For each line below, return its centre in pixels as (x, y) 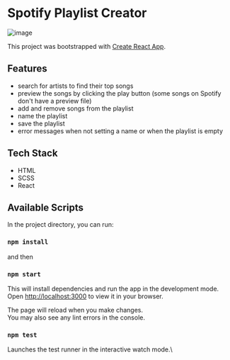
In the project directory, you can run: (61, 225)
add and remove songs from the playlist (75, 108)
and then (20, 257)
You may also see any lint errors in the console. (76, 317)
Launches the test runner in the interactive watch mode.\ (90, 349)
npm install (28, 242)
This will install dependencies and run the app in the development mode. (113, 288)
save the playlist (41, 123)
